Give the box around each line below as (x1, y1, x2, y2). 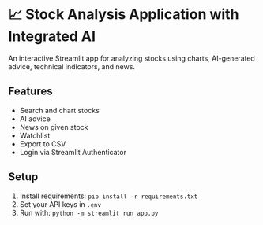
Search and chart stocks (19, 105, 100, 115)
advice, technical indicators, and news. (8, 61, 136, 71)
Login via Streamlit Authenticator (19, 147, 126, 157)
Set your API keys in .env (19, 199, 101, 208)
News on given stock (19, 122, 88, 131)
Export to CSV (19, 138, 66, 149)
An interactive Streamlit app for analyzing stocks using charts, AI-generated (8, 53, 255, 63)
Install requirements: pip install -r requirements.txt (19, 191, 198, 201)
